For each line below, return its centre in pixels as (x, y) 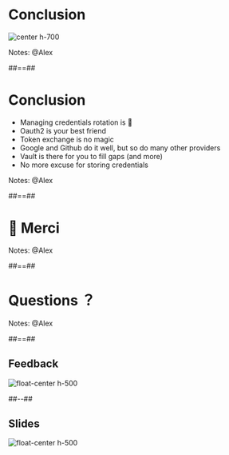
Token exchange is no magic (67, 139)
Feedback (34, 364)
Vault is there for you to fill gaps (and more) (91, 156)
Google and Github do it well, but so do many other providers (120, 148)
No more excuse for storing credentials (84, 165)
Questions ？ (52, 301)
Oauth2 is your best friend (63, 130)
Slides (24, 423)
